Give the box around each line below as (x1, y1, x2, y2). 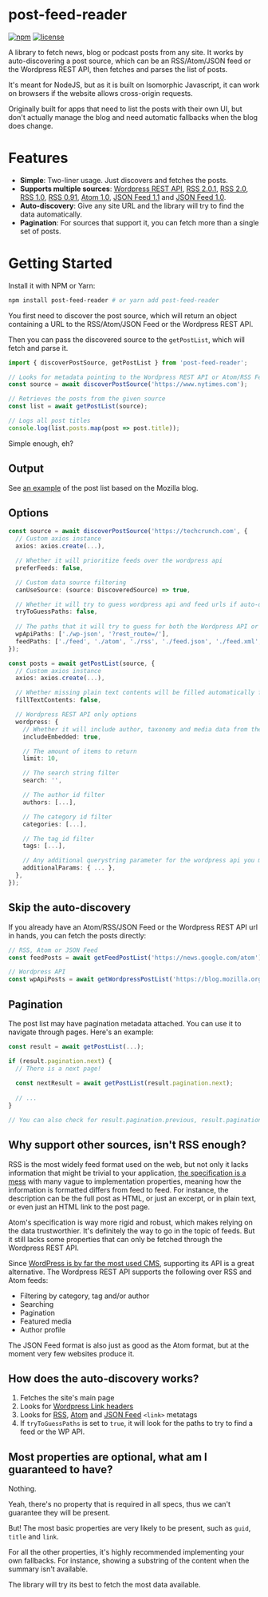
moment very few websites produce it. (8, 1348, 135, 1358)
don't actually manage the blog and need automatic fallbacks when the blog (8, 112, 258, 121)
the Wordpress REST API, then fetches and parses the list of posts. (8, 64, 228, 74)
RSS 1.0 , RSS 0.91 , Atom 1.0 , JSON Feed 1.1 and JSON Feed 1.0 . (19, 192, 227, 201)
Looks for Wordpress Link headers (19, 1401, 134, 1412)
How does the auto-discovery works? (8, 1372, 199, 1386)
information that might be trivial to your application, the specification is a (8, 1168, 246, 1177)
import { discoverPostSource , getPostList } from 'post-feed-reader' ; (8, 358, 248, 367)
